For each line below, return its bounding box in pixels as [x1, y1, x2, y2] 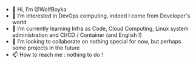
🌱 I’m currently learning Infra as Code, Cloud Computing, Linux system [12, 25, 189, 32]
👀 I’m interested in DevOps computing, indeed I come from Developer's [12, 12, 191, 19]
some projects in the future [12, 44, 80, 51]
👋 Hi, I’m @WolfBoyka [12, 6, 67, 13]
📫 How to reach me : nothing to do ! [12, 51, 103, 58]
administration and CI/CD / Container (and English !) [12, 31, 143, 39]
